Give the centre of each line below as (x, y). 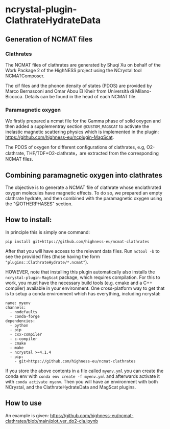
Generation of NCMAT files (49, 39)
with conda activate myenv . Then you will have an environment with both (82, 381)
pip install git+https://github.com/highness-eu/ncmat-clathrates (77, 242)
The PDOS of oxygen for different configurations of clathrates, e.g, (75, 147)
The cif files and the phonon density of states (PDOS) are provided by (79, 85)
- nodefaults (24, 312)
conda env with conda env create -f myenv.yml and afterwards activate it (82, 376)
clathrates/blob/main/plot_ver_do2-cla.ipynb (52, 421)
